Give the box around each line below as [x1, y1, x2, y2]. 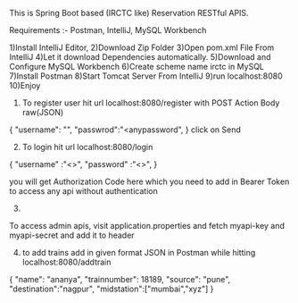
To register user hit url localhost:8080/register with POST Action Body [21, 97, 280, 108]
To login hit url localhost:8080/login [21, 142, 153, 152]
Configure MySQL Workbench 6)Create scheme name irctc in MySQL [9, 62, 265, 72]
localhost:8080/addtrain [21, 257, 112, 267]
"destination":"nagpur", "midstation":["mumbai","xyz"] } [9, 283, 214, 294]
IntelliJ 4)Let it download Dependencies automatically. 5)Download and [9, 52, 271, 62]
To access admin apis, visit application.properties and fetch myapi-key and [9, 221, 286, 231]
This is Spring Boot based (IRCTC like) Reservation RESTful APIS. [9, 8, 249, 18]
